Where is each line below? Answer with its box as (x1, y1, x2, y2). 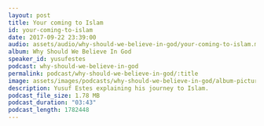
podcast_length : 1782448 (8, 106, 90, 114)
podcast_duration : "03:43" (8, 99, 97, 106)
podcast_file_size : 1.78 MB (8, 92, 101, 99)
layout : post (8, 11, 51, 20)
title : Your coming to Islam (8, 19, 104, 27)
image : (8, 77, 30, 85)
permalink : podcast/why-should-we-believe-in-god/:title (8, 70, 199, 77)
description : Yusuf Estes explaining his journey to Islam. (8, 84, 210, 92)
